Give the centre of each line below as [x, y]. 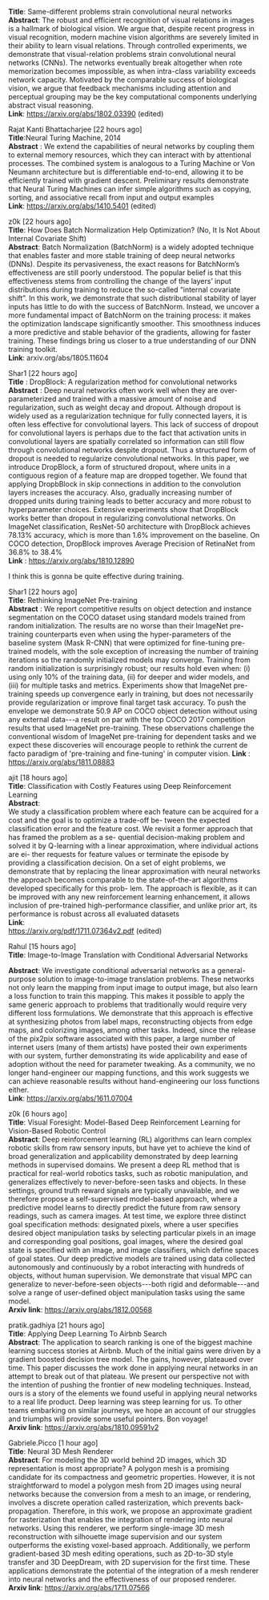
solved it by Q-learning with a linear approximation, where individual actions [133, 846]
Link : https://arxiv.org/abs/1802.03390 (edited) [86, 114]
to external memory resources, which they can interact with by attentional [130, 155]
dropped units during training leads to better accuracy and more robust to [130, 501]
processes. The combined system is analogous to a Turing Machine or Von [132, 163]
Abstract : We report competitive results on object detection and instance [130, 609]
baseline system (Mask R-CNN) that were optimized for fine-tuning [119, 643]
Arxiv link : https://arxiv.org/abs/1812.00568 [80, 1309]
